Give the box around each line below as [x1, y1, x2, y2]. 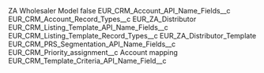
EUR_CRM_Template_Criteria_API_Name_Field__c [8, 57, 167, 65]
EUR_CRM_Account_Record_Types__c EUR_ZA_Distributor [8, 14, 197, 24]
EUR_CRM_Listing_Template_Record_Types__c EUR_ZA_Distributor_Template [8, 31, 257, 40]
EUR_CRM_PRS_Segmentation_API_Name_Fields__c [8, 39, 176, 49]
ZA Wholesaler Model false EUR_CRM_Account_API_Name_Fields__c [8, 6, 231, 15]
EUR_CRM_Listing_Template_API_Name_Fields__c [8, 23, 168, 32]
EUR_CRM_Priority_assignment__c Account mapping [8, 48, 178, 57]
